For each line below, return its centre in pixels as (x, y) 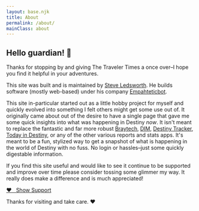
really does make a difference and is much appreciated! (75, 179)
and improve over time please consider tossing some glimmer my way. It (96, 172)
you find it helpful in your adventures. (52, 74)
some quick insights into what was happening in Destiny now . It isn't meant (99, 122)
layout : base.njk (28, 12)
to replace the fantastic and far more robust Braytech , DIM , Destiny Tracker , (100, 129)
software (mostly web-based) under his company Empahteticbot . (87, 92)
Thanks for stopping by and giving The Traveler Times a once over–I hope (97, 67)
